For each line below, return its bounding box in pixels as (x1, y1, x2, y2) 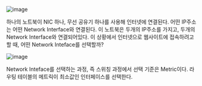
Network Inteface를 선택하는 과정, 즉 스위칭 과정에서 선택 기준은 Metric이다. (6, 65, 188, 73)
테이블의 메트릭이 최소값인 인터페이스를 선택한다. (17, 73, 133, 80)
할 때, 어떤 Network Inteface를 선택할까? (6, 41, 104, 48)
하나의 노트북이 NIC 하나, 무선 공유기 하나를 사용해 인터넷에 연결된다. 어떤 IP (6, 18, 187, 25)
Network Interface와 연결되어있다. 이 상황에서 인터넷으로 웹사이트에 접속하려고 (6, 33, 194, 41)
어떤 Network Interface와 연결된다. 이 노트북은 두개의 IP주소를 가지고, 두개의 (12, 26, 195, 33)
